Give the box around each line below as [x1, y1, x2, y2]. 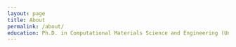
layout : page [7, 10, 46, 17]
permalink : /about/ [7, 23, 65, 30]
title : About [7, 17, 46, 23]
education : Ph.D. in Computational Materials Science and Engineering [7, 29, 218, 37]
